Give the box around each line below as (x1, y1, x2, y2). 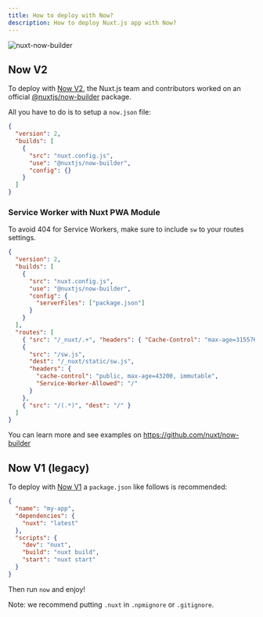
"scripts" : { (15, 534, 58, 542)
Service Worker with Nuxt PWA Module (8, 206, 160, 217)
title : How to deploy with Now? (8, 11, 113, 20)
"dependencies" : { (15, 512, 76, 520)
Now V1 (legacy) (8, 461, 90, 475)
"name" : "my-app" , (15, 505, 76, 513)
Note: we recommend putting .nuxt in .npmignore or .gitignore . (8, 600, 214, 609)
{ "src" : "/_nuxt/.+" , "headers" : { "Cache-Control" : (22, 335, 201, 344)
